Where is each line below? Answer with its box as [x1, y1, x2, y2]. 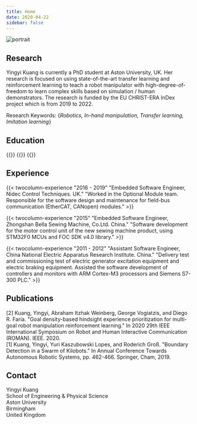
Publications [6, 294, 54, 304]
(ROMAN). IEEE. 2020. [6, 334, 61, 342]
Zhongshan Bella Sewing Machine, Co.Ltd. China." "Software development [6, 221, 188, 228]
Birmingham [6, 405, 36, 412]
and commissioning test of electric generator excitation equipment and [6, 257, 179, 264]
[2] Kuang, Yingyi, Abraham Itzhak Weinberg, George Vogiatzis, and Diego [6, 309, 188, 316]
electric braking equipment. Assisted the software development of [6, 263, 168, 270]
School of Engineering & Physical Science [6, 393, 109, 400]
